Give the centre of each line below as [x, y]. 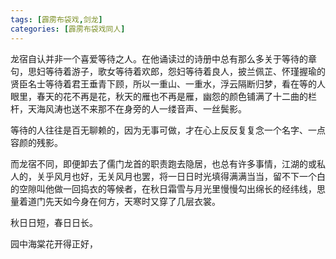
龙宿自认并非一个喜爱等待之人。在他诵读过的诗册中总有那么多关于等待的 [159, 58]
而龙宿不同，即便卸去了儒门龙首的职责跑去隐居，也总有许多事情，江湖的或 [163, 163]
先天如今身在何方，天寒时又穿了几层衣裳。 [132, 201]
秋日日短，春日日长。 [54, 222]
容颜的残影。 [36, 142]
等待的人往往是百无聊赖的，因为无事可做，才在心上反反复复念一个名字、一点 [168, 130]
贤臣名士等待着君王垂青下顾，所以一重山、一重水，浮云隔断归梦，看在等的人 [168, 83]
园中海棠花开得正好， [54, 243]
